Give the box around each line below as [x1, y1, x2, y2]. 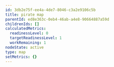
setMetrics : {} [5, 54, 37, 59]
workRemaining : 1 [10, 40, 46, 45]
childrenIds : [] [5, 21, 39, 27]
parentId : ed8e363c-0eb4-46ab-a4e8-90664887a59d [5, 17, 109, 22]
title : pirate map [5, 12, 44, 17]
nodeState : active [5, 45, 44, 50]
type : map [5, 49, 26, 54]
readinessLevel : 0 [10, 31, 49, 36]
